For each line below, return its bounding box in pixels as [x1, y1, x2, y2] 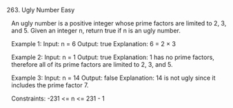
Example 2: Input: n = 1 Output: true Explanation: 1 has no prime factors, [11, 53, 214, 61]
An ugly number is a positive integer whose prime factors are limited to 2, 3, [11, 19, 227, 27]
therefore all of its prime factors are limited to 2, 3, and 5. [11, 61, 173, 68]
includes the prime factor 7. [11, 81, 89, 89]
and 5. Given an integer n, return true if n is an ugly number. [11, 27, 181, 34]
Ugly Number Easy [21, 6, 75, 14]
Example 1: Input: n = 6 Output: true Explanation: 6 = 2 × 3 [11, 40, 176, 47]
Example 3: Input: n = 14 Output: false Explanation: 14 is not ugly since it [11, 74, 216, 82]
